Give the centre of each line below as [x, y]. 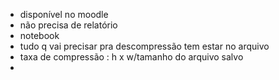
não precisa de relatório [68, 25]
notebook [39, 35]
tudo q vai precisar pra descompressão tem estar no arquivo [144, 46]
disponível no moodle [64, 14]
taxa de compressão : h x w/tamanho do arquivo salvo [131, 57]
